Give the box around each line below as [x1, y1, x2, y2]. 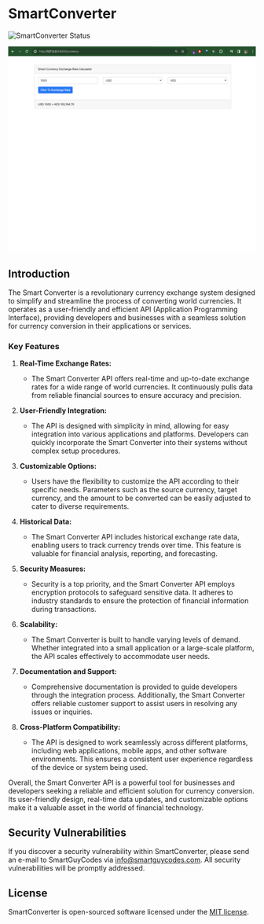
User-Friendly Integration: [19, 406, 108, 415]
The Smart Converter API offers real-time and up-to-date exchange [31, 374, 250, 384]
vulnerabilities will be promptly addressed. [8, 863, 145, 873]
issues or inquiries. [31, 707, 93, 716]
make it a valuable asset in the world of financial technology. [8, 803, 204, 812]
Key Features [8, 341, 60, 352]
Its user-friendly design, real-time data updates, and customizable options [8, 795, 249, 804]
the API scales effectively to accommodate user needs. [31, 652, 211, 661]
